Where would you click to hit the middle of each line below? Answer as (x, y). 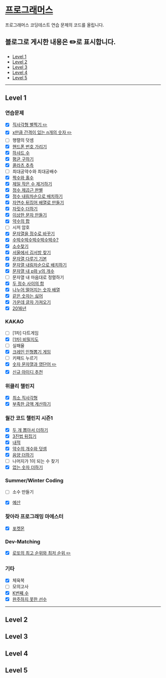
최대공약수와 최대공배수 (35, 171)
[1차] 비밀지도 (25, 339)
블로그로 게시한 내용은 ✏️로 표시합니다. (61, 42)
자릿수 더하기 (25, 209)
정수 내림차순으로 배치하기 (38, 196)
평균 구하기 (23, 159)
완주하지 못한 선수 (29, 599)
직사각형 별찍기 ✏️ (30, 125)
